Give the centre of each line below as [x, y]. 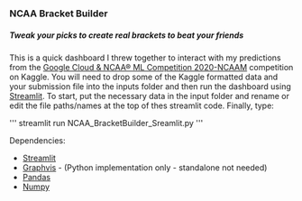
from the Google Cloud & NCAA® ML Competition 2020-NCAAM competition [151, 67]
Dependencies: [37, 140]
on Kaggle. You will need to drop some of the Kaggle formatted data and [144, 77]
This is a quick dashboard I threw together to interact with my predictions [145, 58]
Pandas [37, 177]
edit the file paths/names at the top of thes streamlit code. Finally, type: [142, 105]
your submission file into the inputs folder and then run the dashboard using [150, 86]
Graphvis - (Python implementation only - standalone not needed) [145, 167]
